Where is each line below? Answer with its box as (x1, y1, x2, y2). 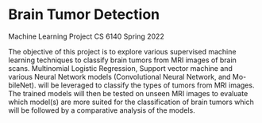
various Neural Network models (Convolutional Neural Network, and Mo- (8, 72, 247, 81)
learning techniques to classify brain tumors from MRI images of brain (8, 55, 237, 65)
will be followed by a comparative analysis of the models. (8, 105, 196, 115)
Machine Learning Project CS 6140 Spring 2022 (8, 32, 164, 41)
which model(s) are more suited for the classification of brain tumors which (8, 97, 254, 106)
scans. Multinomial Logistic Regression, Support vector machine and (8, 63, 233, 73)
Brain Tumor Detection (8, 6, 160, 24)
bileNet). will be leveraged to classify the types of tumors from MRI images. (8, 80, 255, 90)
